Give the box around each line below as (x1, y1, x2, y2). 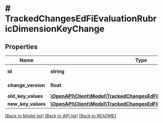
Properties (5, 42, 38, 51)
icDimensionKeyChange (5, 24, 105, 34)
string (50, 68, 65, 75)
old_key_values (7, 93, 44, 99)
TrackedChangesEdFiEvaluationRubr (5, 13, 157, 24)
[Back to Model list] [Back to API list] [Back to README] (5, 113, 116, 119)
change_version (7, 82, 45, 88)
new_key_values (7, 101, 46, 107)
